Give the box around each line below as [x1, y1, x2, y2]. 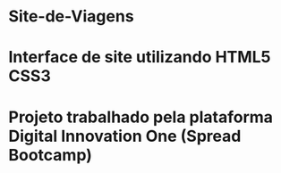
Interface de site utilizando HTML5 [8, 47, 271, 68]
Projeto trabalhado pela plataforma [8, 107, 274, 127]
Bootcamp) [8, 144, 93, 165]
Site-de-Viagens [8, 6, 135, 27]
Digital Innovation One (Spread [8, 126, 242, 146]
